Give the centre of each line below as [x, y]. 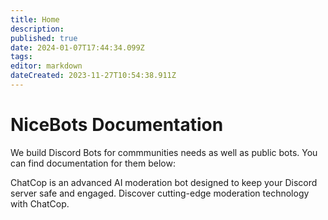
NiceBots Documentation [117, 125]
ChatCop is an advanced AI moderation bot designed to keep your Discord [164, 182]
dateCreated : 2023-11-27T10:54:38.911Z [93, 76]
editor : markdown [46, 66]
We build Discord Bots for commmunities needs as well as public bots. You [164, 152]
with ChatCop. [40, 203]
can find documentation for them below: [93, 163]
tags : [21, 57]
